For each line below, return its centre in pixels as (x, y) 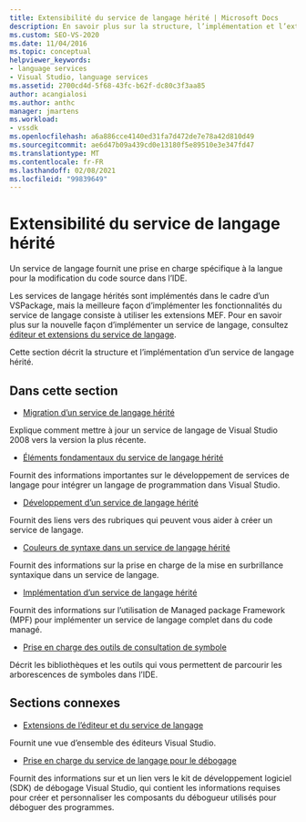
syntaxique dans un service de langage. (84, 575)
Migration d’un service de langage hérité (98, 412)
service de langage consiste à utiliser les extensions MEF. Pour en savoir (146, 315)
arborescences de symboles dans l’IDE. (84, 674)
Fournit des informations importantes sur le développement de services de (149, 475)
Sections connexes (65, 703)
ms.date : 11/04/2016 (49, 43)
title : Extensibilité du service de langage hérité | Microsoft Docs (144, 18)
